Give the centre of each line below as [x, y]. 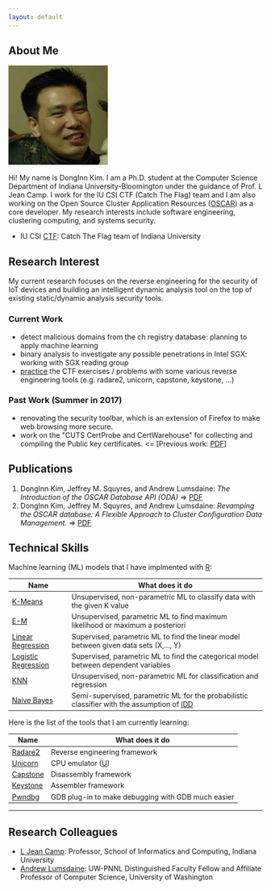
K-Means [27, 601]
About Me [33, 51]
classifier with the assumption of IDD [132, 705]
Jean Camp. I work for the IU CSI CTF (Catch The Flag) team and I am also [132, 195]
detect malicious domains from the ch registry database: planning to [133, 337]
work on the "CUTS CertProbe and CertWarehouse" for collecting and [136, 435]
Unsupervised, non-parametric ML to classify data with [163, 597]
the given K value [100, 605]
